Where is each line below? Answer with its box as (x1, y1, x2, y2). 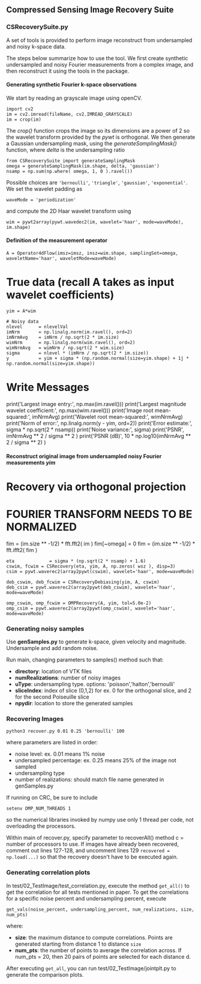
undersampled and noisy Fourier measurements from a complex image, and (6, 61, 194, 68)
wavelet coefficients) (6, 288, 115, 302)
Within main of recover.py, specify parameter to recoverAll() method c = (6, 834, 184, 842)
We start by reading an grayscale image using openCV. (6, 94, 142, 102)
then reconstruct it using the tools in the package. (6, 67, 130, 74)
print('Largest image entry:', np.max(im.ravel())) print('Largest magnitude (6, 400, 187, 407)
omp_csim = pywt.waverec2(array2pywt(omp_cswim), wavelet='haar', (6, 605, 176, 612)
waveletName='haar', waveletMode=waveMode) (6, 255, 117, 262)
